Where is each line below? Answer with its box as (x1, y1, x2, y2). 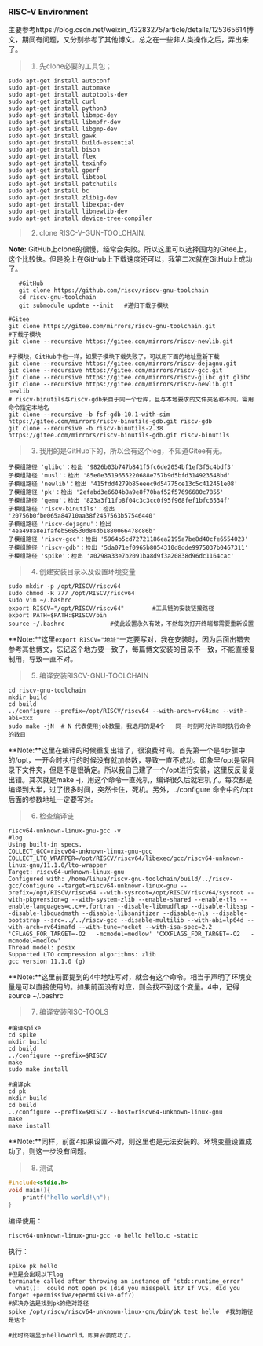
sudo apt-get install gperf (8, 166, 100, 174)
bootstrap (8, 916, 41, 924)
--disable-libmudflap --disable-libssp (116, 902, 247, 911)
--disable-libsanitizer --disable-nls (82, 909, 210, 917)
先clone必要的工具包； (38, 61, 112, 71)
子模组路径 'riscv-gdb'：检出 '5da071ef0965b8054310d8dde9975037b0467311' (8, 544, 249, 552)
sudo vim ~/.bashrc (8, 596, 72, 605)
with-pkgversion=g (8, 896, 68, 904)
